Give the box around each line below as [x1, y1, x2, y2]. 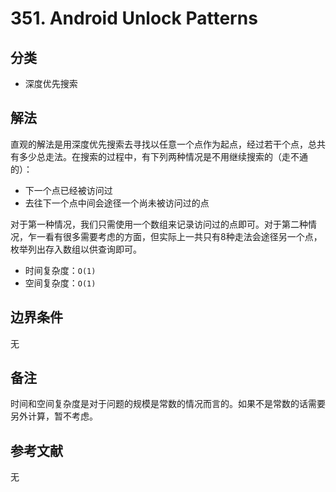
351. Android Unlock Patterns [10, 7, 258, 30]
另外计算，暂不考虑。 [10, 410, 98, 422]
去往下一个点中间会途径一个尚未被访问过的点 [24, 197, 210, 209]
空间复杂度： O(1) [24, 277, 97, 289]
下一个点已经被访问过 [24, 184, 113, 196]
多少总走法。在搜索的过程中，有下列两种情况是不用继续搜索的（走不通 [18, 150, 308, 162]
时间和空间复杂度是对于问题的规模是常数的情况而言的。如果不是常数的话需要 [10, 398, 326, 410]
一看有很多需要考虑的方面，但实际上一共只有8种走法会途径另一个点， [36, 230, 323, 242]
